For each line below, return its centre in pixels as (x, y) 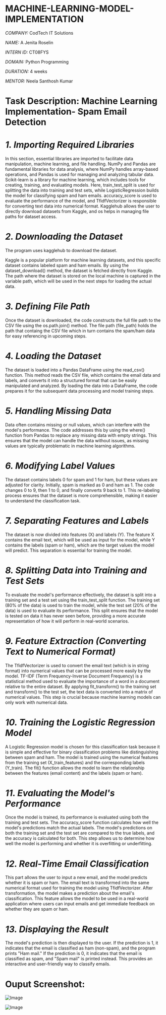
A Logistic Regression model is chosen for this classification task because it (83, 746)
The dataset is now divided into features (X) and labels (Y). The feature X (80, 535)
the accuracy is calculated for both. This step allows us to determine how (80, 838)
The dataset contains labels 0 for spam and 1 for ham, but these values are (81, 479)
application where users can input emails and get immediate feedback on (80, 904)
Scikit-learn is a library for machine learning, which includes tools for (75, 180)
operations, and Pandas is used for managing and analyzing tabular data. (80, 175)
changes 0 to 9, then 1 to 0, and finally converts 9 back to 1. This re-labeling (83, 490)
